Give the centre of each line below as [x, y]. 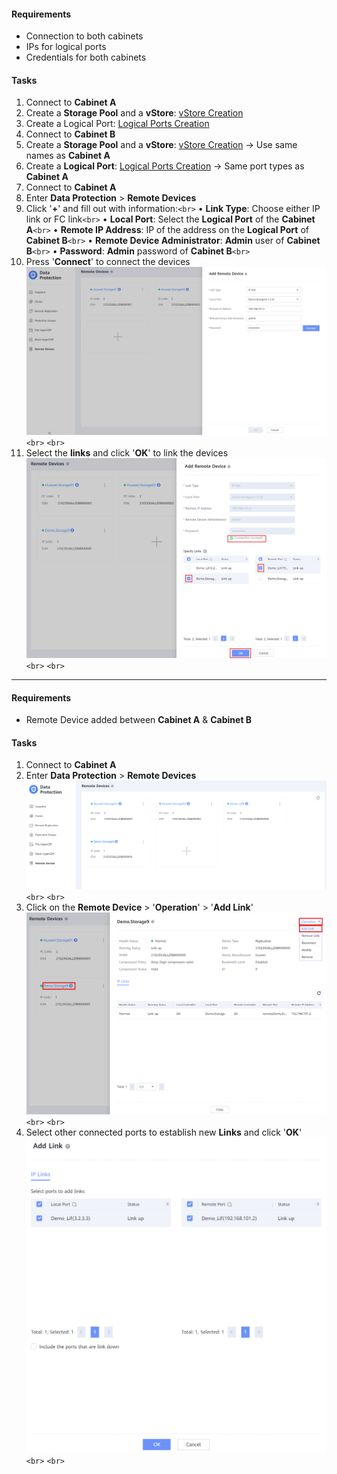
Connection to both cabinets [84, 36]
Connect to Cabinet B [70, 134]
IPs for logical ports [66, 47]
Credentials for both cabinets [86, 57]
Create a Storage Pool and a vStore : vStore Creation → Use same [161, 145]
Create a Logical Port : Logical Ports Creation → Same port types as [165, 166]
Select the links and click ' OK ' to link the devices [127, 452]
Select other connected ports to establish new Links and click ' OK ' [164, 1132]
